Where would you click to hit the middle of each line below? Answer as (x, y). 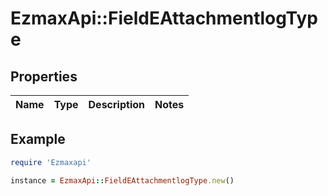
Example (38, 139)
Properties (44, 76)
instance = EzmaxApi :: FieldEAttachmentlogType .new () (122, 180)
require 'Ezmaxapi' (51, 162)
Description (116, 104)
